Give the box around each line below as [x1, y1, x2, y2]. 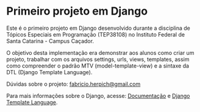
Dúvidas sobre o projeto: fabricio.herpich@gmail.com [6, 80, 141, 88]
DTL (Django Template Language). [6, 68, 93, 75]
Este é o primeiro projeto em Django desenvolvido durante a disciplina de [6, 24, 191, 32]
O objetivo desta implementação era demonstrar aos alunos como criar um [6, 49, 195, 56]
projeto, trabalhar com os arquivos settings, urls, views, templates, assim [6, 55, 190, 63]
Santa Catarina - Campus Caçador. [6, 37, 95, 44]
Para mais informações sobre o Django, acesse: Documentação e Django [6, 92, 190, 99]
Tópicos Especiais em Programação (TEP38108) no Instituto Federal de [6, 30, 185, 38]
